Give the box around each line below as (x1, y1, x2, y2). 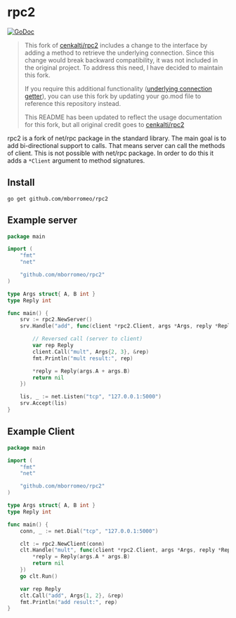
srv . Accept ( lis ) (20, 400, 68, 407)
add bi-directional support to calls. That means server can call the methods (7, 141, 225, 149)
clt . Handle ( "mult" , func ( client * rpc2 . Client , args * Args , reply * (20, 546, 221, 554)
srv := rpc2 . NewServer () (20, 316, 93, 323)
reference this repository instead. (24, 99, 122, 107)
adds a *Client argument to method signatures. (7, 156, 145, 165)
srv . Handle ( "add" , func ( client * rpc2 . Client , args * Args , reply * (20, 323, 218, 330)
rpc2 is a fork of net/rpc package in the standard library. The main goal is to (7, 134, 227, 142)
